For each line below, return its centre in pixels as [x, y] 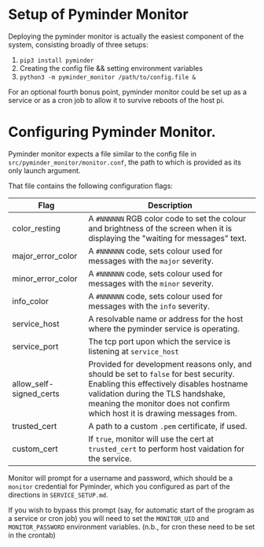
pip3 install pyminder [57, 61]
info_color [30, 301]
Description [170, 205]
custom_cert [35, 449]
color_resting [36, 228]
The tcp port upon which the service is [159, 342]
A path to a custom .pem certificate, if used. [168, 426]
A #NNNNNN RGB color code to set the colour [167, 218]
